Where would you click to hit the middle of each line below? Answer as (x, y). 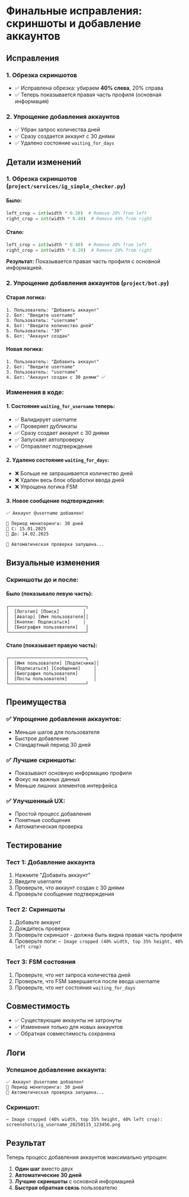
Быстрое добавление (42, 738)
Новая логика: (25, 349)
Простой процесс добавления (53, 814)
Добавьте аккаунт (38, 923)
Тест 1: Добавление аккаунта (51, 862)
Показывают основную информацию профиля (73, 773)
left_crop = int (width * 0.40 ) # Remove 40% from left (76, 245)
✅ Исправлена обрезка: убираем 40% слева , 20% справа (89, 88)
